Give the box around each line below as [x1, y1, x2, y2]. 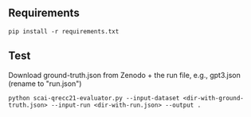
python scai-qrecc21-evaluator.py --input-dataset [8, 94, 180, 102]
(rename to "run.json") [8, 79, 82, 88]
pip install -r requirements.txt [8, 27, 120, 35]
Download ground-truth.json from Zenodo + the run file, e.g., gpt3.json [8, 70, 241, 80]
